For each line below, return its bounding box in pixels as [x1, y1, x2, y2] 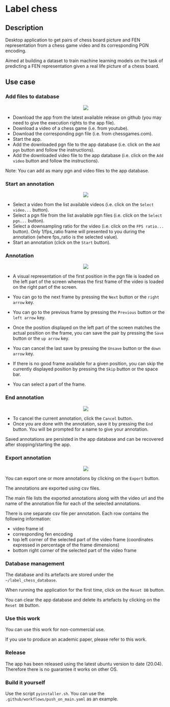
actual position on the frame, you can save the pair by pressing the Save [12, 330, 164, 336]
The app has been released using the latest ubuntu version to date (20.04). [5, 661, 163, 667]
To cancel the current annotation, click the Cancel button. [12, 415, 133, 421]
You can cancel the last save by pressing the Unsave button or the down [12, 345, 161, 351]
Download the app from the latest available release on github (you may [12, 114, 162, 120]
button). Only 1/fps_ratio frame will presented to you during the [12, 228, 145, 235]
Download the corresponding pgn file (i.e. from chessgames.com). [12, 131, 153, 137]
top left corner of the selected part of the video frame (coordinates [12, 536, 154, 542]
